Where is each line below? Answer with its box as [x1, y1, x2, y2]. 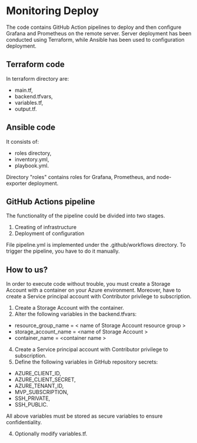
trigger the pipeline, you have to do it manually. [6, 247, 120, 254]
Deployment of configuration [14, 230, 85, 237]
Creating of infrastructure [14, 224, 77, 231]
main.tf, [14, 87, 34, 94]
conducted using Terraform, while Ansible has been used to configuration [6, 36, 185, 43]
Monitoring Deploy [6, 4, 99, 18]
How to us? [6, 265, 48, 275]
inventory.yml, [14, 156, 49, 163]
